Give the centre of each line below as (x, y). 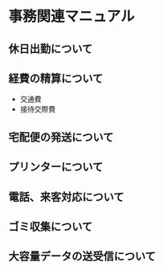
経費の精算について (56, 78)
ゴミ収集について (51, 226)
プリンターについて (56, 167)
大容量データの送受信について (82, 257)
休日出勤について (51, 49)
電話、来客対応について (66, 196)
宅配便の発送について (61, 137)
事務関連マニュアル (71, 16)
